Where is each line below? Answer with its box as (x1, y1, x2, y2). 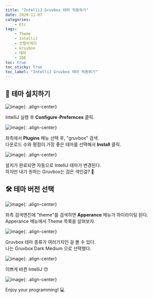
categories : (5, 17, 31, 22)
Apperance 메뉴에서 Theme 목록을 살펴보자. (5, 218, 95, 224)
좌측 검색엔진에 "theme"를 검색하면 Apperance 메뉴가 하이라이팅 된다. (5, 211, 148, 218)
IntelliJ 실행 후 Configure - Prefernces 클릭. (5, 114, 95, 120)
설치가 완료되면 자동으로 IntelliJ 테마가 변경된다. (5, 162, 102, 168)
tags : (5, 27, 17, 32)
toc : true (5, 60, 27, 65)
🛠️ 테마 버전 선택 (5, 185, 54, 194)
